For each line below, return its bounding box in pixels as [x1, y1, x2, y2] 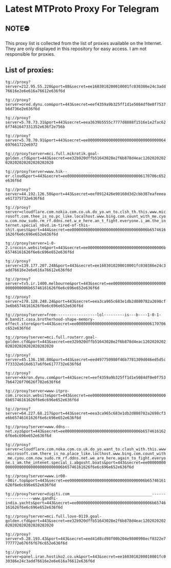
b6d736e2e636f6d [5, 106, 40, 112]
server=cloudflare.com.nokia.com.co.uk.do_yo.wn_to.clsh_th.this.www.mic [5, 209, 166, 214]
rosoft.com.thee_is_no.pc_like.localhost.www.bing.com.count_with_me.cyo [5, 213, 166, 219]
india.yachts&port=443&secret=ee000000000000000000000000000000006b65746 [5, 500, 166, 506]
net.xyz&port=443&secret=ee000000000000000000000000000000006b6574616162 [5, 428, 166, 434]
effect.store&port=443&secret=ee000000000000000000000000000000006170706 [5, 321, 166, 326]
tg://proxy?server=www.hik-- [5, 169, 68, 174]
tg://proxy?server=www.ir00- [5, 473, 68, 478]
